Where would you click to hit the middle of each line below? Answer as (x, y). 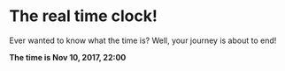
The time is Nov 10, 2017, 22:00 (68, 57)
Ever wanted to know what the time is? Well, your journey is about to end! (143, 40)
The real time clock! (83, 16)
